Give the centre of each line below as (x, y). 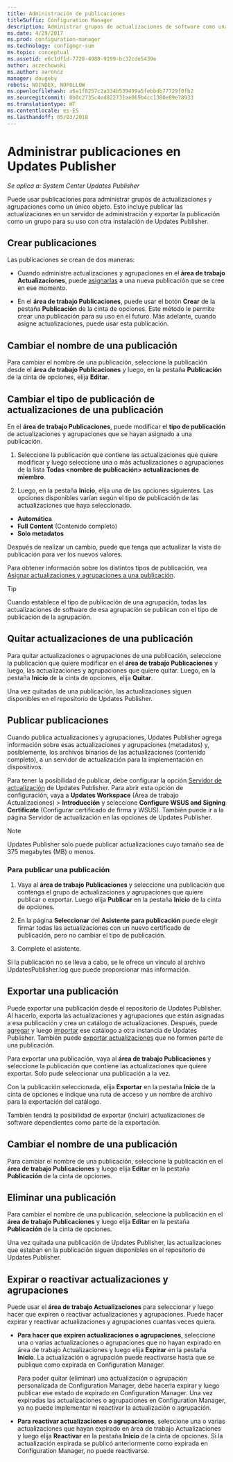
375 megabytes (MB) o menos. (51, 851)
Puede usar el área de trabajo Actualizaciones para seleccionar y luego (110, 1307)
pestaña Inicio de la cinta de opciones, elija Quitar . (80, 677)
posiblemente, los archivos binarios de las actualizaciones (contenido (106, 752)
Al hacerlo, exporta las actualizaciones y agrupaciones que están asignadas (116, 1015)
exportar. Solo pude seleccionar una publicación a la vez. (89, 1073)
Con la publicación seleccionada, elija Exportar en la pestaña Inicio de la (111, 1086)
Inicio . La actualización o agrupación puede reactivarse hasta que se (116, 1358)
